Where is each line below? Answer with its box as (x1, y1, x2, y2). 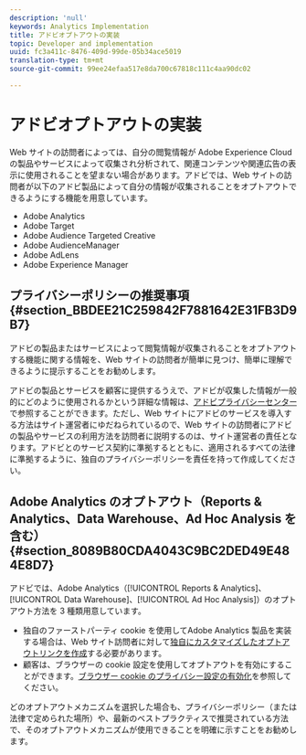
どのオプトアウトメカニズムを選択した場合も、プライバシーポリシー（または (9, 701, 298, 713)
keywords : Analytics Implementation (9, 22, 149, 31)
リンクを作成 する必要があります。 (38, 648, 167, 659)
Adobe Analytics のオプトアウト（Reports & (9, 494, 262, 510)
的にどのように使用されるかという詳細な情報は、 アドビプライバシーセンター (9, 396, 297, 407)
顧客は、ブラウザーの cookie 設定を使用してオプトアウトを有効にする (22, 659, 285, 670)
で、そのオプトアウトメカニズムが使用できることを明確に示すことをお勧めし (9, 724, 298, 736)
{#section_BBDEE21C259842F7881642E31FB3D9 (9, 303, 298, 318)
